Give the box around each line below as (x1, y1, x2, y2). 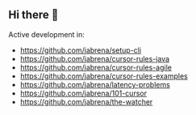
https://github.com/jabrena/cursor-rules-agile (19, 62, 172, 72)
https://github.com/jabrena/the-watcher (19, 96, 153, 106)
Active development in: (8, 29, 85, 39)
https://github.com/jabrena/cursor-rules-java (19, 53, 170, 63)
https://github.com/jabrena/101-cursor (19, 88, 148, 98)
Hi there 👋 (8, 8, 59, 22)
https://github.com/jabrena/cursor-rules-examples (19, 70, 188, 81)
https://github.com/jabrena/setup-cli (19, 45, 142, 55)
